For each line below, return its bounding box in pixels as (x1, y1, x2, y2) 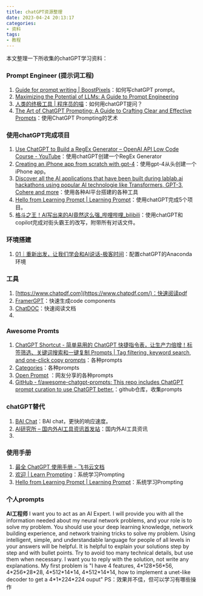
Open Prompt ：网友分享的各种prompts (15, 372, 113, 379)
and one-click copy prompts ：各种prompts (15, 356, 122, 364)
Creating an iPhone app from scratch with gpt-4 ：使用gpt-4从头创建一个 (15, 160, 197, 167)
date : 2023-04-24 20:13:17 (6, 15, 75, 21)
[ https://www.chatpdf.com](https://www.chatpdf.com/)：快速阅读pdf (15, 289, 188, 297)
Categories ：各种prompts (15, 364, 80, 372)
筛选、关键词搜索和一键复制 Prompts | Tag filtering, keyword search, (20, 349, 191, 356)
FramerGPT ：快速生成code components (15, 297, 116, 305)
